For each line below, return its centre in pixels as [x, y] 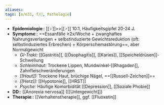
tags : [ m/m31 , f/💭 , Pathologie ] [38, 14]
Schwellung [32, 60]
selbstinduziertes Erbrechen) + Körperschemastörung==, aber [76, 44]
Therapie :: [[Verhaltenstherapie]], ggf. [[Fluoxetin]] [64, 97]
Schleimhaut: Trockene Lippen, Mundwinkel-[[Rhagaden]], [79, 65]
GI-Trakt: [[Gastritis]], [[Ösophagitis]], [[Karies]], [69, 54]
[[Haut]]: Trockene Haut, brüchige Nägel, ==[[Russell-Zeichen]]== [87, 76]
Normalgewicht [28, 50]
